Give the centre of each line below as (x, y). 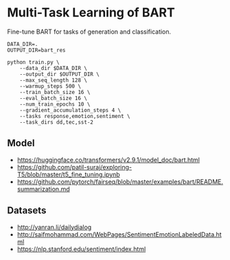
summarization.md (43, 189)
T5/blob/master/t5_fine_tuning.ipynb (68, 174)
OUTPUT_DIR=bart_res (37, 50)
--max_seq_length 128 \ (54, 80)
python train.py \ (33, 62)
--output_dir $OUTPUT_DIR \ (59, 74)
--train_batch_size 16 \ (55, 92)
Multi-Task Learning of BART (91, 13)
